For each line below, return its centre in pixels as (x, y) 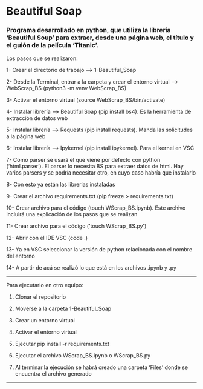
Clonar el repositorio (40, 297)
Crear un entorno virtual (45, 321)
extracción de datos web (37, 118)
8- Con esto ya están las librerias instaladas (61, 185)
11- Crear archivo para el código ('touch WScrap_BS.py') (76, 226)
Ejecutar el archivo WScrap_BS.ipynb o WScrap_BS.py (83, 356)
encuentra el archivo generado (53, 374)
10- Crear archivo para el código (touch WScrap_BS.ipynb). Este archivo (96, 208)
